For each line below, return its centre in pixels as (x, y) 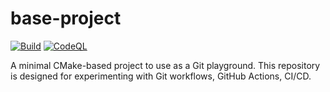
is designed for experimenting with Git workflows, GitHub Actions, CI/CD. (161, 76)
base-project (66, 18)
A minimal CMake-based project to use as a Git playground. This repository (165, 65)
